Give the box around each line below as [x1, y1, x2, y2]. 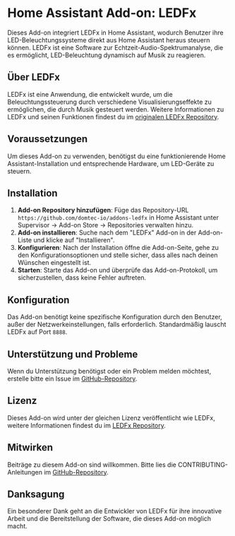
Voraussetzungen [7, 133, 88, 145]
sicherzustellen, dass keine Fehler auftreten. [17, 273, 147, 282]
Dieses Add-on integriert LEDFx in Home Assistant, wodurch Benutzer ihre [7, 28, 224, 37]
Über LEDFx [7, 71, 60, 83]
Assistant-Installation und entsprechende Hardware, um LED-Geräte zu [7, 159, 215, 167]
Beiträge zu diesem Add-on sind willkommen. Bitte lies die [7, 460, 176, 469]
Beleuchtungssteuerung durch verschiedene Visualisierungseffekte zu [7, 97, 212, 106]
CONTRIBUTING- [177, 460, 228, 469]
